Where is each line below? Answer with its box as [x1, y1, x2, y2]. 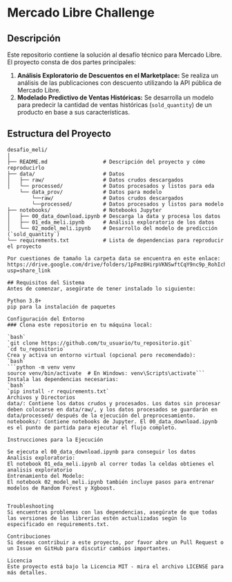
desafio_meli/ [7, 146, 48, 153]
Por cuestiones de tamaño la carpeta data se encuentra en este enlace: [7, 255, 221, 262]
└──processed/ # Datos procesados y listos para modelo [32, 200, 224, 208]
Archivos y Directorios [7, 394, 76, 401]
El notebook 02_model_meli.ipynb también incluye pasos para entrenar [7, 478, 215, 485]
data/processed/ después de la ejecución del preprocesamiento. [7, 412, 196, 419]
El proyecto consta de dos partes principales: [7, 58, 137, 66]
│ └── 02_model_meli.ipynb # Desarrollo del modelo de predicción [7, 224, 217, 232]
